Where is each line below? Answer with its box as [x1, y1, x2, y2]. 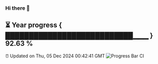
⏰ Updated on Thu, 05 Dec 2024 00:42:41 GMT [5, 53, 105, 59]
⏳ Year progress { [5, 21, 62, 29]
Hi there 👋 [5, 5, 30, 12]
